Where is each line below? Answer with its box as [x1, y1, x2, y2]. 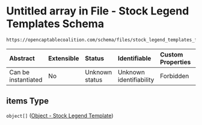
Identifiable [117, 54, 151, 62]
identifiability [117, 75, 155, 84]
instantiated [9, 75, 43, 84]
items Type [6, 96, 49, 106]
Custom [160, 50, 183, 58]
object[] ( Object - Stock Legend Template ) [6, 112, 114, 119]
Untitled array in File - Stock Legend [6, 4, 189, 18]
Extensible [47, 54, 79, 62]
